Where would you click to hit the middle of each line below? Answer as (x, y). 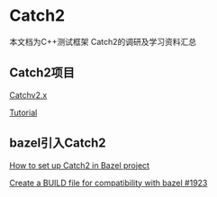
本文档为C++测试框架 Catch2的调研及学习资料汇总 (103, 41)
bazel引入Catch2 (58, 143)
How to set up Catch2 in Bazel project (80, 165)
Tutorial (23, 112)
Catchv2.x (28, 94)
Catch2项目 (42, 73)
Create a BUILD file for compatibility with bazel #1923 (108, 183)
